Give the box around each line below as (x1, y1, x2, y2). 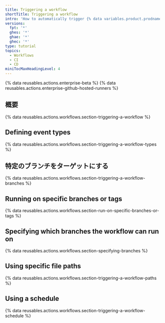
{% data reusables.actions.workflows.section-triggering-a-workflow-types (5, 141, 157, 147)
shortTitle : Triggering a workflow (5, 12, 78, 17)
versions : (5, 21, 26, 26)
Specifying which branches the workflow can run (5, 227, 159, 236)
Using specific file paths (5, 262, 81, 270)
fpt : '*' (9, 26, 27, 30)
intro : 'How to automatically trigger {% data (5, 16, 102, 21)
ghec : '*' (9, 39, 29, 44)
